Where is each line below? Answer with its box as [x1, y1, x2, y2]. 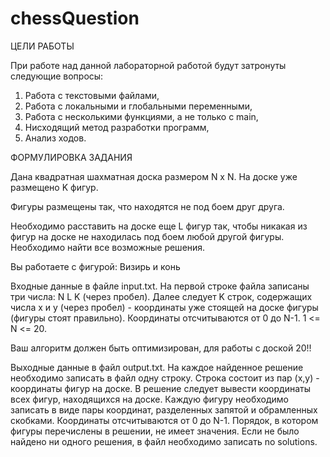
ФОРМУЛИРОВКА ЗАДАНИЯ [10, 151, 133, 163]
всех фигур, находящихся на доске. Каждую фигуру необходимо [10, 393, 289, 405]
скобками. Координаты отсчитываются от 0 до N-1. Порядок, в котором [10, 414, 319, 426]
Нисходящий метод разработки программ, [24, 121, 210, 133]
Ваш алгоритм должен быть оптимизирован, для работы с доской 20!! [10, 342, 312, 354]
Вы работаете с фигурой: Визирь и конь [10, 260, 181, 272]
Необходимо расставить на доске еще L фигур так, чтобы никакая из [10, 220, 308, 232]
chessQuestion [10, 7, 140, 30]
